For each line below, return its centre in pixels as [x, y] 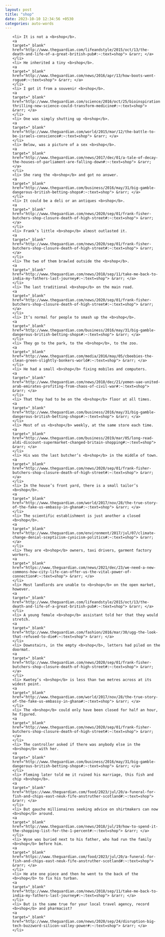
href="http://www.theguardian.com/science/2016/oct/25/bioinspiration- [87, 102]
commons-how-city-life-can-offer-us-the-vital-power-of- [72, 572]
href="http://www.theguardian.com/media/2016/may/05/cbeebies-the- [83, 356]
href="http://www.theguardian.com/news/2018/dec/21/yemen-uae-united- [86, 382]
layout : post [18, 10]
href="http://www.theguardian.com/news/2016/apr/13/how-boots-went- [84, 76]
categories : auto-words [30, 23]
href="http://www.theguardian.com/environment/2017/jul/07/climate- [84, 533]
